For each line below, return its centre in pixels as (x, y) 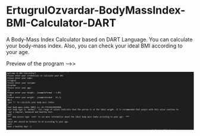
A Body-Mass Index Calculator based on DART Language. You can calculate (99, 39)
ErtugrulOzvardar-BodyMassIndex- (96, 10)
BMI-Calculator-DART (61, 23)
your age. (18, 52)
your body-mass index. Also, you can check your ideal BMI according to (94, 46)
